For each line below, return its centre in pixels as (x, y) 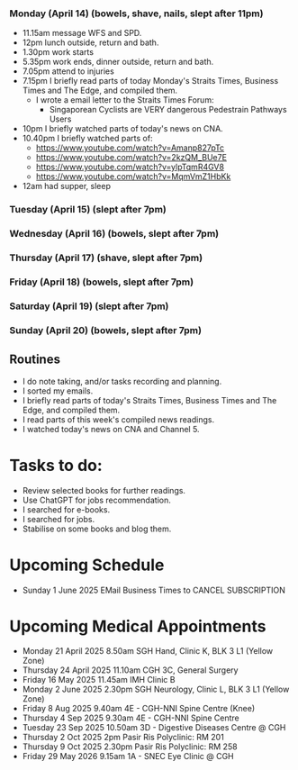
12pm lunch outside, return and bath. (90, 42)
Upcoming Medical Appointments (138, 626)
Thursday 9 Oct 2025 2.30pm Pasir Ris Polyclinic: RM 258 (130, 747)
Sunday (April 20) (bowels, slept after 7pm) (106, 330)
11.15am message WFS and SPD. (82, 33)
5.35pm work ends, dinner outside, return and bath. (118, 62)
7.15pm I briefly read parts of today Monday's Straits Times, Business (150, 81)
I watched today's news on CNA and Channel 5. (111, 429)
